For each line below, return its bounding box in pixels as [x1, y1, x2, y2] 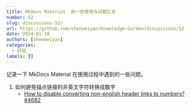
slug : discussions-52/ [6, 20, 63, 26]
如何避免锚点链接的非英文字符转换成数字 [14, 83, 116, 90]
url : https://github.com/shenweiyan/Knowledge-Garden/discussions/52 [6, 25, 185, 32]
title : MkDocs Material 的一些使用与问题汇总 [6, 8, 116, 15]
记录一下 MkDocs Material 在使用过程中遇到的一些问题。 [6, 70, 146, 78]
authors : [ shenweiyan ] [6, 37, 63, 43]
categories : [6, 43, 36, 49]
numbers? [160, 90, 185, 97]
